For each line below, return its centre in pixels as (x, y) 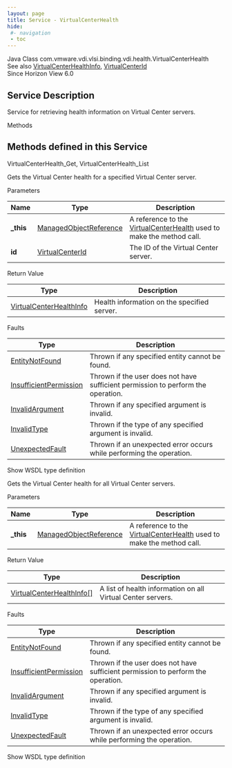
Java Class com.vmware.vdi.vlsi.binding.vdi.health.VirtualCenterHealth (108, 59)
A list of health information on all (152, 588)
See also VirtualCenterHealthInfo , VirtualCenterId (77, 66)
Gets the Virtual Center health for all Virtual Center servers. (91, 483)
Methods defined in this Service (77, 147)
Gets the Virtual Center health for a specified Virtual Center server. (102, 177)
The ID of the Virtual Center (174, 247)
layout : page (26, 13)
